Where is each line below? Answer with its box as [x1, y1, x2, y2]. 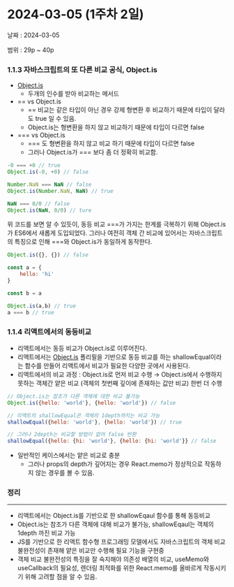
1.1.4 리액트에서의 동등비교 [7, 326, 92, 336]
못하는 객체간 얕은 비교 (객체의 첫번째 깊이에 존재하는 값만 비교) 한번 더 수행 [17, 379, 223, 387]
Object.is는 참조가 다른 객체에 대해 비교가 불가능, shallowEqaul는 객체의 [17, 520, 214, 528]
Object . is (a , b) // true [7, 302, 77, 310]
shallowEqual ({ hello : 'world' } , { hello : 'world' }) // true [7, 419, 182, 426]
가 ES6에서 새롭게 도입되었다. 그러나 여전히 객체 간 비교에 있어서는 [7, 229, 188, 238]
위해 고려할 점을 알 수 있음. [24, 572, 97, 581]
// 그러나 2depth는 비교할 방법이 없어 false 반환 [7, 431, 137, 438]
